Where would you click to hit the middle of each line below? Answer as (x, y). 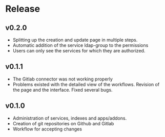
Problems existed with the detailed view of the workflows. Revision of (86, 84)
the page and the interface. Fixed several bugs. (63, 90)
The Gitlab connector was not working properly (63, 79)
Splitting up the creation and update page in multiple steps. (75, 40)
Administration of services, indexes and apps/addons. (70, 118)
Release (23, 9)
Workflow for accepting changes (47, 129)
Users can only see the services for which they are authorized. (79, 51)
